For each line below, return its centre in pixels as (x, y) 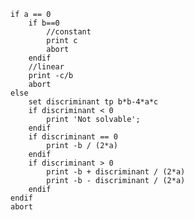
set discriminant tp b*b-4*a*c (93, 102)
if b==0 (44, 23)
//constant (69, 32)
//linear (46, 67)
